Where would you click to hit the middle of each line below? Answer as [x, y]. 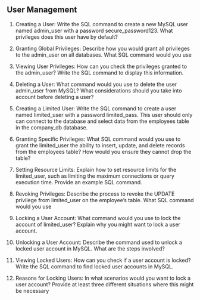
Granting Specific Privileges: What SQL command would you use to [98, 139]
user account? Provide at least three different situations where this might [104, 284]
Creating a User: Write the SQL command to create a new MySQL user [101, 24]
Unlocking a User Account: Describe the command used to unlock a [99, 242]
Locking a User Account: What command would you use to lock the [98, 218]
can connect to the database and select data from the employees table [102, 121]
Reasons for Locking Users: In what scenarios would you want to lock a [103, 278]
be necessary [32, 290]
